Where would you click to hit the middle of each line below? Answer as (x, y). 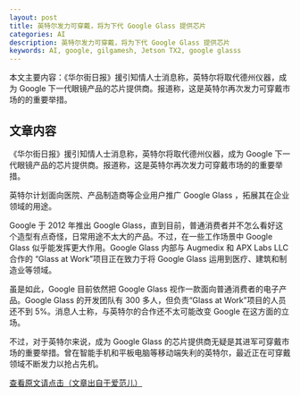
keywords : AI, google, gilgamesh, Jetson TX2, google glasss (125, 51)
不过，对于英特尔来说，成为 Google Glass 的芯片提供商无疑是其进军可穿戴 (146, 341)
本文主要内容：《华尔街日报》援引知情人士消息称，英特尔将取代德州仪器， (144, 78)
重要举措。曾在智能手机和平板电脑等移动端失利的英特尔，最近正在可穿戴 (158, 352)
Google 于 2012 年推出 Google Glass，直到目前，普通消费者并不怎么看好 (142, 225)
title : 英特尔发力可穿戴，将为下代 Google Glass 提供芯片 (108, 26)
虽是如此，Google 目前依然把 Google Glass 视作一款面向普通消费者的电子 (144, 289)
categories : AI (37, 34)
